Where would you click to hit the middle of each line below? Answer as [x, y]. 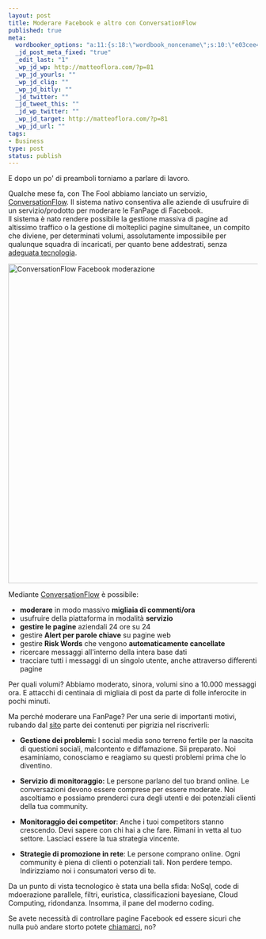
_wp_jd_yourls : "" [46, 75]
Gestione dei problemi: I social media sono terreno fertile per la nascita [136, 741]
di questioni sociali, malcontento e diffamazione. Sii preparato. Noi [127, 749]
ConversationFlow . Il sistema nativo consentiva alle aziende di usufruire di [129, 202]
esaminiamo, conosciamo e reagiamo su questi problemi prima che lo [133, 757]
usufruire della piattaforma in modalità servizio [96, 618]
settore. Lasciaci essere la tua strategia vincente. [99, 839]
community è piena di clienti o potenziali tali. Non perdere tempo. [126, 863]
